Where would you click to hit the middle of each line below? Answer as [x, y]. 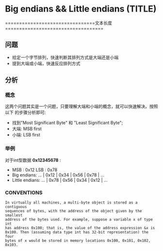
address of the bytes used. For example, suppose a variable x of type [79, 220]
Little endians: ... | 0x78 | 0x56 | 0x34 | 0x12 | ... [60, 180]
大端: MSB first [27, 129]
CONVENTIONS [24, 192]
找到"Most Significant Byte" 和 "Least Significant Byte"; [67, 123]
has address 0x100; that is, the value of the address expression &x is [80, 228]
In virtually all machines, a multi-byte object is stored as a [71, 203]
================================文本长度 [59, 23]
